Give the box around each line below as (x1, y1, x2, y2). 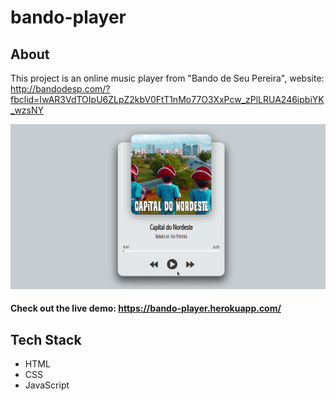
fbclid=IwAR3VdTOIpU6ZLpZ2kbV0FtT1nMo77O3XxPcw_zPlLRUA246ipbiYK (10, 94, 325, 105)
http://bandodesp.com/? (10, 83, 111, 95)
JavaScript (24, 379, 70, 391)
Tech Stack (10, 331, 82, 348)
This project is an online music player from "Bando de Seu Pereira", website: (10, 72, 325, 84)
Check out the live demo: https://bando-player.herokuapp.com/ (10, 302, 282, 315)
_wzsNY (10, 104, 45, 116)
